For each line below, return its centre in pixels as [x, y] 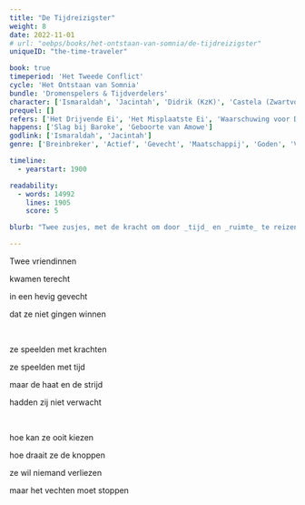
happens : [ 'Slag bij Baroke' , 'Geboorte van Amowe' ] [111, 127]
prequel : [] [32, 110]
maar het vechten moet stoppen [69, 490]
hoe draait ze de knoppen [58, 455]
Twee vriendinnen [43, 261]
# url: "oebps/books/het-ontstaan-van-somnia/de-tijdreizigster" [135, 43]
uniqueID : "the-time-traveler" [69, 52]
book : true [30, 68]
